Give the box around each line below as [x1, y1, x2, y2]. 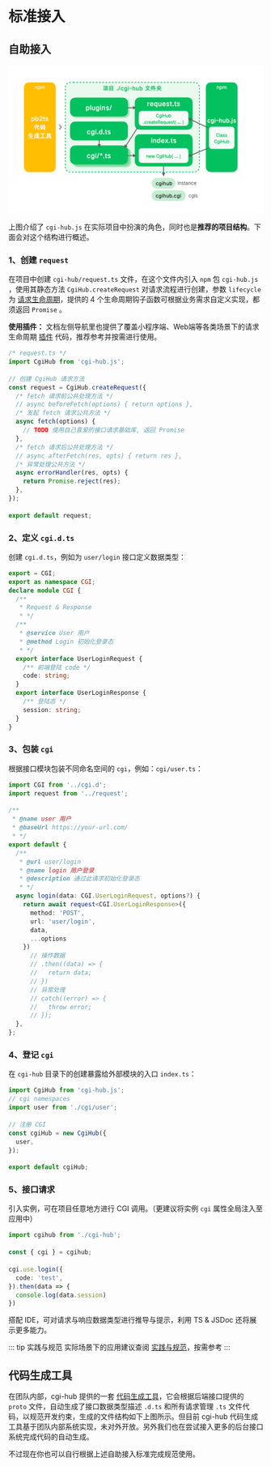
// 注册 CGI [8, 1120, 46, 1128]
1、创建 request [8, 254, 69, 266]
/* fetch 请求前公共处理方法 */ [15, 392, 114, 400]
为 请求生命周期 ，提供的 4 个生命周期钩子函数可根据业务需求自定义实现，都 [8, 295, 260, 305]
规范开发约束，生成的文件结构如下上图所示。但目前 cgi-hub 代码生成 [29, 1412, 259, 1421]
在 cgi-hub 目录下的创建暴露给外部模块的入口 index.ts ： [8, 1069, 197, 1079]
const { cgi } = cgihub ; [8, 1248, 92, 1256]
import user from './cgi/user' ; [8, 1103, 117, 1112]
